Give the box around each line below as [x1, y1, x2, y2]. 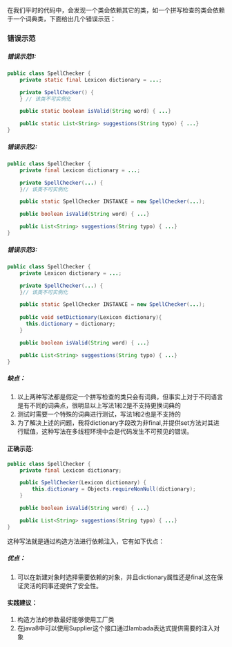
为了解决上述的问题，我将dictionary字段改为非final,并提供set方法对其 [17, 419, 214, 427]
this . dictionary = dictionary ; [25, 320, 116, 327]
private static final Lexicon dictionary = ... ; [19, 76, 162, 83]
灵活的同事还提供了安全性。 [23, 581, 102, 590]
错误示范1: [7, 52, 37, 60]
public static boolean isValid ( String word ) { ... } [19, 108, 171, 115]
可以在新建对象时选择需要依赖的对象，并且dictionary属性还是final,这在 [17, 573, 217, 581]
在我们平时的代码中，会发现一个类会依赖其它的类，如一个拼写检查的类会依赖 [7, 6, 225, 14]
